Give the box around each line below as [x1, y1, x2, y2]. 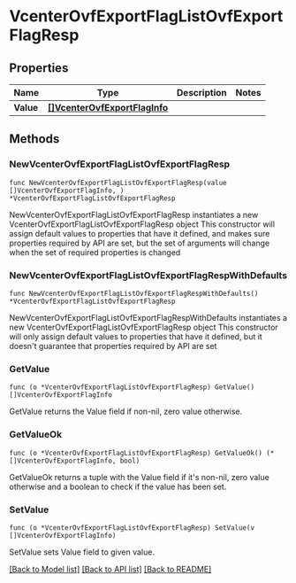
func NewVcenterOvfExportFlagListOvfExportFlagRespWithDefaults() [9, 289, 259, 298]
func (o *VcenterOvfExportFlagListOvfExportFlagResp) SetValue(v [9, 523, 254, 532]
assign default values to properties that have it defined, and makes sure [9, 228, 270, 238]
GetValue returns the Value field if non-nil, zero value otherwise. [9, 406, 243, 417]
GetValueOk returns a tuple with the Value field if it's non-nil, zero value [9, 471, 269, 482]
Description [176, 87, 227, 98]
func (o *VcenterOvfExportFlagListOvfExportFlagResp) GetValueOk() [9, 448, 263, 457]
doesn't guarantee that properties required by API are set [9, 340, 217, 351]
